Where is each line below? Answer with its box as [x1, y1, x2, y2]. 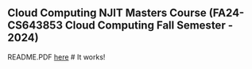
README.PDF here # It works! [7, 52, 106, 62]
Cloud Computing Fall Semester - [64, 19, 234, 33]
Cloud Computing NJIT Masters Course [7, 6, 207, 20]
